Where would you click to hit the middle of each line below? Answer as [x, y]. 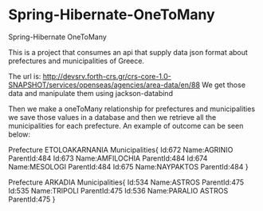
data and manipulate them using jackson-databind [91, 93]
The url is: [25, 76]
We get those [224, 85]
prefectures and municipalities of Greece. [77, 61]
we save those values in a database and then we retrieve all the [112, 117]
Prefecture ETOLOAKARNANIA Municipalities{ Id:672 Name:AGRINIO [121, 149]
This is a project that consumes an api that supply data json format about [128, 52]
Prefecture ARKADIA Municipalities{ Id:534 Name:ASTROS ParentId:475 [126, 182]
